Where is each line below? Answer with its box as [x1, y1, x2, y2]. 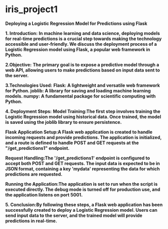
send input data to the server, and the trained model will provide [5, 212, 143, 218]
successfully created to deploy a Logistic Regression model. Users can [5, 207, 158, 213]
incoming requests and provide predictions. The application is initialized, [5, 134, 162, 140]
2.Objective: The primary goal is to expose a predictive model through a [5, 61, 159, 68]
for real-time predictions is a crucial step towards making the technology [5, 36, 162, 42]
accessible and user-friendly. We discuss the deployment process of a [5, 41, 157, 47]
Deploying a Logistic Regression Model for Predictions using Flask [5, 20, 148, 26]
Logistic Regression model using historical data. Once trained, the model [5, 113, 161, 120]
